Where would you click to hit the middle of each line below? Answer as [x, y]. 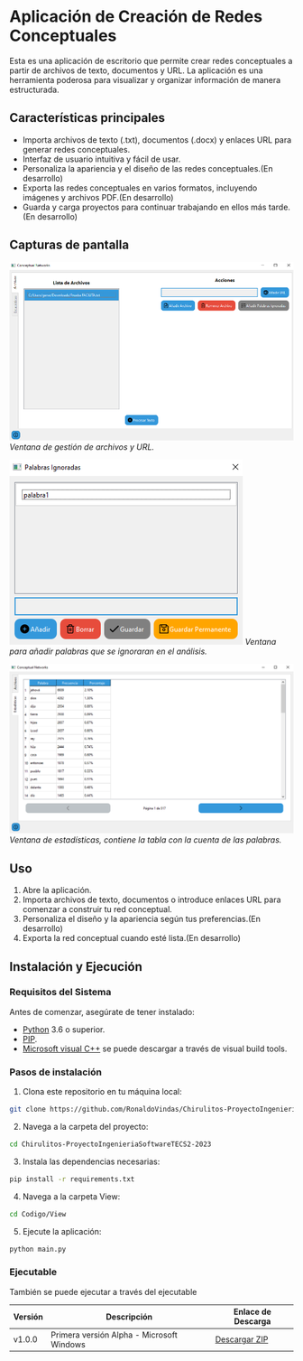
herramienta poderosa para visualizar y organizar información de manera [145, 79]
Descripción [129, 1317]
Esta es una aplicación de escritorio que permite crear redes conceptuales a [151, 61]
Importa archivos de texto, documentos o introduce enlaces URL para [151, 900]
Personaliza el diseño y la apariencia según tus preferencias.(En [142, 919]
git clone [28, 1109]
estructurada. [35, 89]
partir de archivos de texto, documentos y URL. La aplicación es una [136, 70]
